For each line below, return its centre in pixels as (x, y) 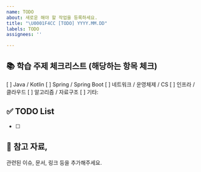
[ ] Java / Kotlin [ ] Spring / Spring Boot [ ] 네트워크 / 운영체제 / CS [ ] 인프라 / (100, 84)
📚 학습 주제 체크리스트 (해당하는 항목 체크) (82, 66)
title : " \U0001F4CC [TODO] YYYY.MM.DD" (57, 23)
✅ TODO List (30, 112)
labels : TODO (23, 29)
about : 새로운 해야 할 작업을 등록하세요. (52, 18)
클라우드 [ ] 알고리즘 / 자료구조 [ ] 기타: (52, 92)
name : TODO (20, 12)
